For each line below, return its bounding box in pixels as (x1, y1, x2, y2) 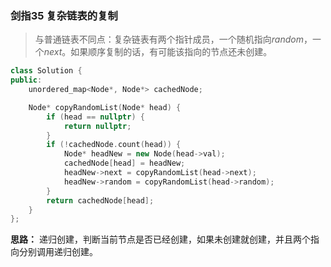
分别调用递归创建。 (18, 246, 98, 258)
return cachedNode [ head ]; (46, 195, 155, 206)
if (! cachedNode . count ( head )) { (46, 140, 182, 150)
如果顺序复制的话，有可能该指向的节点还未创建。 (70, 46, 273, 58)
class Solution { (10, 66, 83, 76)
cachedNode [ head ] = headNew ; (63, 158, 186, 169)
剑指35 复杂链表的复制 (10, 8, 118, 22)
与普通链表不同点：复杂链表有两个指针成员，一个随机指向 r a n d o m (34, 33, 304, 46)
